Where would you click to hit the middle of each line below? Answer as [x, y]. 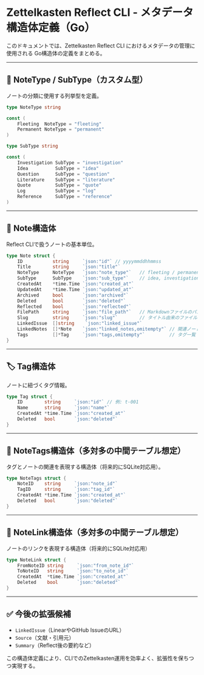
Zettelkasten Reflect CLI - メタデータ [100, 12]
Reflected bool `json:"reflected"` [74, 307]
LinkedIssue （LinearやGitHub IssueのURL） [70, 630]
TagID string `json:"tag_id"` [66, 490]
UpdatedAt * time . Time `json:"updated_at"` [76, 289]
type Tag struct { [29, 396]
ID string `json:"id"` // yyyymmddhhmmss [90, 261]
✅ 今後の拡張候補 [39, 614]
